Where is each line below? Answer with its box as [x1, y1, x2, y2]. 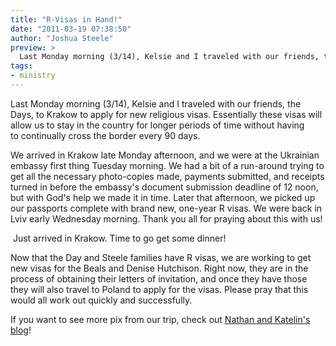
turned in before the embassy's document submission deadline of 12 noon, [10, 181, 319, 193]
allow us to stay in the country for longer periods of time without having [10, 119, 305, 131]
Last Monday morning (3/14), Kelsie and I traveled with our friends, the [10, 97, 302, 110]
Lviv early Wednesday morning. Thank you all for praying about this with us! [10, 212, 323, 225]
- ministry [10, 71, 56, 81]
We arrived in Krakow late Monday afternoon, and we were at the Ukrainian [10, 149, 320, 161]
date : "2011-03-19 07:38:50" [10, 24, 132, 34]
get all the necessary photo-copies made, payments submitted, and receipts [10, 170, 325, 182]
